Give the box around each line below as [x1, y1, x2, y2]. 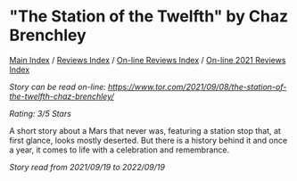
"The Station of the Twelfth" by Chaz [9, 6, 288, 27]
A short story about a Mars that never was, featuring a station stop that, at [9, 125, 281, 136]
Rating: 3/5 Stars [9, 108, 71, 119]
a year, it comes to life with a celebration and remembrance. [9, 144, 230, 155]
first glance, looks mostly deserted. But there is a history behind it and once [9, 135, 288, 145]
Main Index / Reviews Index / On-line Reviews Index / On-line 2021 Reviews [9, 54, 286, 65]
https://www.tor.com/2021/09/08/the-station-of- [107, 81, 287, 92]
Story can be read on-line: [9, 81, 107, 92]
